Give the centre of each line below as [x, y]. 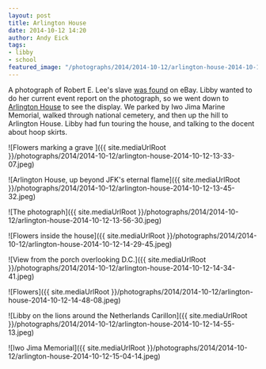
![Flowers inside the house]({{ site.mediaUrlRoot [87, 236]
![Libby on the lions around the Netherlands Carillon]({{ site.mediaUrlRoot [128, 315]
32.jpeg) [22, 196]
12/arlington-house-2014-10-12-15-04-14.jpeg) [84, 356]
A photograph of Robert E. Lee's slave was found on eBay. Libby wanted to [130, 90]
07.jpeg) [21, 164]
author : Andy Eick [38, 38]
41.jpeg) [21, 276]
